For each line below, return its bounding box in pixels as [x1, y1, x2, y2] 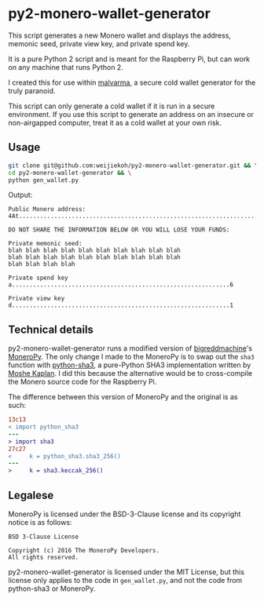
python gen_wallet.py [8, 176, 79, 184]
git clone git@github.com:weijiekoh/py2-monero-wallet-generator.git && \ [8, 162, 258, 169]
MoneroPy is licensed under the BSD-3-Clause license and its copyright [8, 509, 241, 519]
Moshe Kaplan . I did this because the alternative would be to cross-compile [8, 369, 253, 378]
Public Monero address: [8, 206, 86, 213]
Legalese [8, 488, 54, 502]
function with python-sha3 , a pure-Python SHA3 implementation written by [8, 360, 251, 370]
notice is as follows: [8, 518, 72, 526]
